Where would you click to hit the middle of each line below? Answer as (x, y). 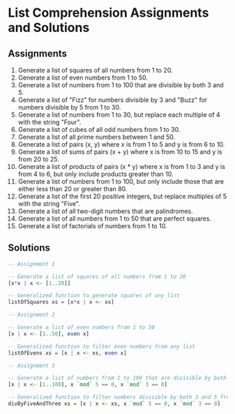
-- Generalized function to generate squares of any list (94, 296)
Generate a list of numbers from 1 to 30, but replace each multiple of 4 (119, 114)
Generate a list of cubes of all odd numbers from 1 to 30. (99, 130)
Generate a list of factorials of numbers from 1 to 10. (92, 226)
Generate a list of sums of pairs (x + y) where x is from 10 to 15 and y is (120, 152)
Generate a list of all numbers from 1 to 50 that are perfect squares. (115, 219)
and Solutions (49, 28)
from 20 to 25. (39, 159)
